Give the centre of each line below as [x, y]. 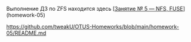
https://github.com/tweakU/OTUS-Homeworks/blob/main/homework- [93, 27]
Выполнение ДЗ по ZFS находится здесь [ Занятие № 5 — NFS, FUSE [95, 9]
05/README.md [26, 33]
